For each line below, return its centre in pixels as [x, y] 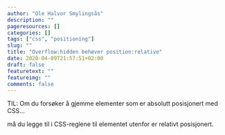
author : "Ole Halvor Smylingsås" [55, 13]
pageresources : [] [34, 26]
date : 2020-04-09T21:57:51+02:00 [55, 59]
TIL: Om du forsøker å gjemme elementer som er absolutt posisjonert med [112, 103]
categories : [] [29, 33]
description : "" [30, 20]
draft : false [26, 65]
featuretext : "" [30, 71]
